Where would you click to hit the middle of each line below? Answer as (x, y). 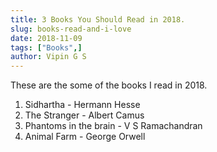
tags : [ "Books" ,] (46, 47)
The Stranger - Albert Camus (84, 115)
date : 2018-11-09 (46, 38)
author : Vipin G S (48, 57)
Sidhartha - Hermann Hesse (82, 105)
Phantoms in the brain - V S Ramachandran (113, 126)
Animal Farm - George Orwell (85, 137)
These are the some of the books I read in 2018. (109, 85)
